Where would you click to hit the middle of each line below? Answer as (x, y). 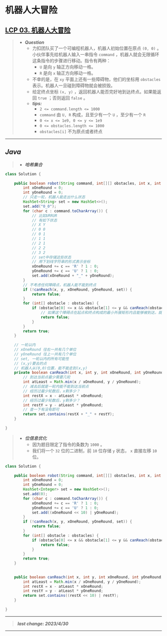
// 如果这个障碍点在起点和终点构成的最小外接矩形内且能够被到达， (99, 313)
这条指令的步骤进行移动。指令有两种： (71, 61)
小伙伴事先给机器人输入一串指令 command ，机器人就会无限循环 (96, 54)
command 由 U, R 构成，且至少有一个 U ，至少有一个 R (92, 115)
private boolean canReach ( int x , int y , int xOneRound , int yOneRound (89, 373)
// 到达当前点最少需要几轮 (47, 377)
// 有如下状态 (44, 220)
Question (35, 42)
